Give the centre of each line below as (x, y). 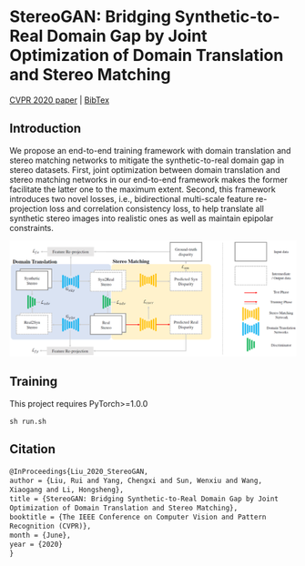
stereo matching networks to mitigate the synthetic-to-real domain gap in (147, 160)
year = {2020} (36, 544)
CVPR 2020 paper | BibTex (60, 100)
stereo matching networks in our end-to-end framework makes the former (149, 179)
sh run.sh (28, 421)
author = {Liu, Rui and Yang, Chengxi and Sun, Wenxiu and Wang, (136, 480)
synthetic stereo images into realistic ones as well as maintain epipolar (142, 218)
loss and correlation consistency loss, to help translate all (157, 208)
